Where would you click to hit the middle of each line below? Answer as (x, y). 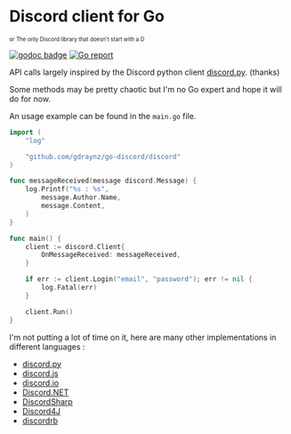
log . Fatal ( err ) (69, 288)
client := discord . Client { (75, 246)
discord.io (40, 382)
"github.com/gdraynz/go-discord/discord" (103, 157)
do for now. (30, 99)
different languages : (47, 346)
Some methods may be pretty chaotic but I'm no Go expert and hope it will (145, 89)
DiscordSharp (47, 401)
